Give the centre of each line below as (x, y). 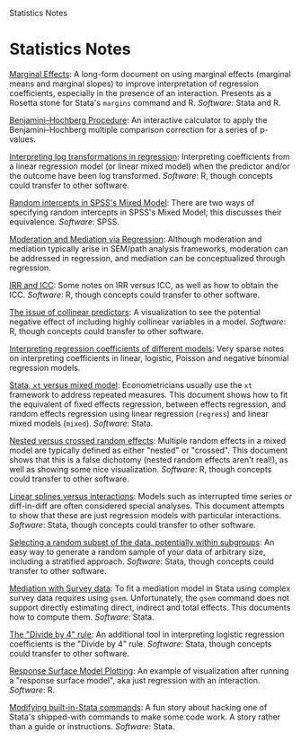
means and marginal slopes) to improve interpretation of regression (134, 84)
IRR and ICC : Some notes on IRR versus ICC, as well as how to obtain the (144, 285)
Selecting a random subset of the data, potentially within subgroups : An (142, 542)
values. (22, 139)
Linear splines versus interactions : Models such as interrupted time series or (151, 496)
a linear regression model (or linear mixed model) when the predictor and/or (150, 166)
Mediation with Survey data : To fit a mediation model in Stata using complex (150, 588)
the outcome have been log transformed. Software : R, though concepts (142, 175)
